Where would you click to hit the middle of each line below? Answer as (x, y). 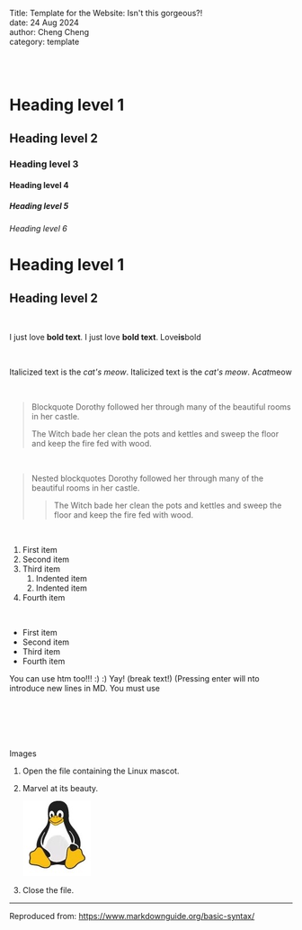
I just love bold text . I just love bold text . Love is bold (105, 338)
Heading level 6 (38, 229)
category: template (44, 41)
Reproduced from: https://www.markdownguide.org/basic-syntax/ (132, 916)
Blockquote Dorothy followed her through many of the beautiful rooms (161, 407)
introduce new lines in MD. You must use (84, 689)
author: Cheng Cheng (49, 32)
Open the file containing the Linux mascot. (101, 771)
